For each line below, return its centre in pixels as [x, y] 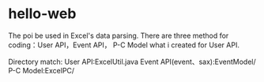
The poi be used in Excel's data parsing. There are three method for [119, 35]
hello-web [42, 14]
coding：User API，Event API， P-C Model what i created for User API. [124, 45]
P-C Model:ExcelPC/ [41, 70]
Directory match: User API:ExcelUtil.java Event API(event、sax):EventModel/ [132, 61]
